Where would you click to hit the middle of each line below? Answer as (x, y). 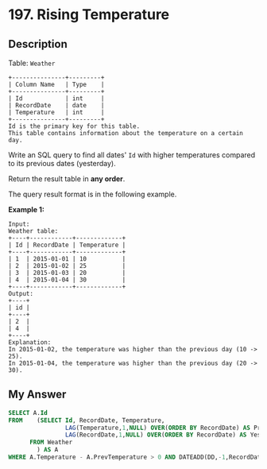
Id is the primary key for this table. (74, 126)
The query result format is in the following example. (93, 194)
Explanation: (30, 343)
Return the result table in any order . (67, 179)
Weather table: (33, 231)
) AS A (48, 450)
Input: (19, 224)
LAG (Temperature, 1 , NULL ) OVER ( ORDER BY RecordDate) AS (157, 428)
